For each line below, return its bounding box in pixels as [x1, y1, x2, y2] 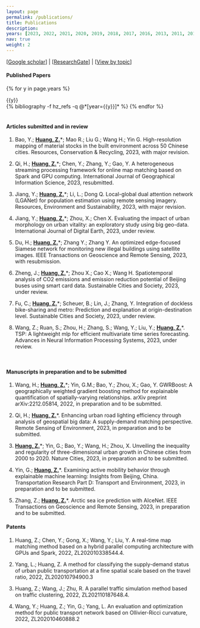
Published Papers [6, 72, 51, 79]
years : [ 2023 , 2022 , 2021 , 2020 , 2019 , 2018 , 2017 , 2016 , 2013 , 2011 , [6, 31, 185, 37]
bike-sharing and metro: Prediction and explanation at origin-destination [14, 306, 192, 313]
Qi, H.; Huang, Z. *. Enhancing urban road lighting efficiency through [14, 412, 182, 419]
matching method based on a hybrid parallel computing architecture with [14, 542, 194, 550]
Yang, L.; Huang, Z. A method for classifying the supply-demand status [14, 560, 189, 568]
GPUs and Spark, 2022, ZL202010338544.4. [14, 549, 125, 556]
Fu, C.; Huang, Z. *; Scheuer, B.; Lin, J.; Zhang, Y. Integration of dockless [14, 300, 193, 307]
